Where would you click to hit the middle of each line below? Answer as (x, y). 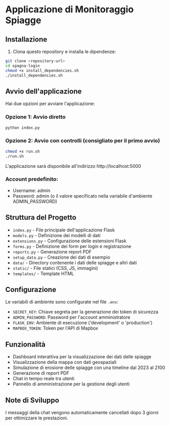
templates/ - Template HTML (43, 274)
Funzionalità (25, 344)
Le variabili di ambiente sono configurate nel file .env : (62, 302)
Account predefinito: (32, 179)
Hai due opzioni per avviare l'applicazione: (50, 104)
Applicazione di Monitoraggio (70, 9)
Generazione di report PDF (41, 373)
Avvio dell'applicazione (44, 91)
